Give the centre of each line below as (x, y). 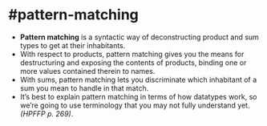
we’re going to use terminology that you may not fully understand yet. (135, 105)
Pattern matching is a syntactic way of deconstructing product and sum (139, 37)
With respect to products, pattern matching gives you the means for (132, 54)
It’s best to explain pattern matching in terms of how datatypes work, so (138, 96)
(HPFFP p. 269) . (47, 113)
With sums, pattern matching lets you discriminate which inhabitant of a (138, 79)
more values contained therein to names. (87, 71)
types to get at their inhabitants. (73, 45)
